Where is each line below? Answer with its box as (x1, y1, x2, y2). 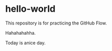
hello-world (5, 3, 56, 15)
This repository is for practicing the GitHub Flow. (5, 20, 107, 26)
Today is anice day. (5, 39, 46, 46)
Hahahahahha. (5, 30, 36, 36)
